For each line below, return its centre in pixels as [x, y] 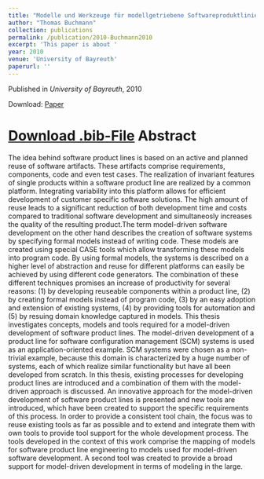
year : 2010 [26, 52]
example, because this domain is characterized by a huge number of [138, 357]
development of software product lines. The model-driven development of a [131, 333]
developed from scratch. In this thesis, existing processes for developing [126, 375]
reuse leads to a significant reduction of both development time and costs [128, 207]
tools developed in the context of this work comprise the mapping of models [132, 441]
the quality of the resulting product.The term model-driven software [118, 224]
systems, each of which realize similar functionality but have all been [120, 366]
